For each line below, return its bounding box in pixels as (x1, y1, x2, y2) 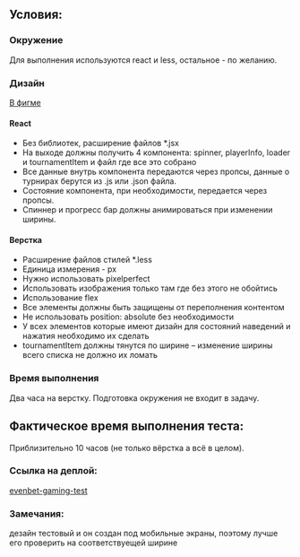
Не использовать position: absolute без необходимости (21, 311, 235, 322)
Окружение (9, 34, 64, 47)
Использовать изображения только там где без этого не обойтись (21, 283, 278, 294)
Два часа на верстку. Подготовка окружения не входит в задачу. (9, 392, 260, 403)
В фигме (9, 97, 42, 108)
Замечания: (9, 507, 64, 519)
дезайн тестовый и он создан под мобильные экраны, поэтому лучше (9, 528, 279, 539)
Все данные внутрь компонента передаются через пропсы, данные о (21, 166, 290, 178)
